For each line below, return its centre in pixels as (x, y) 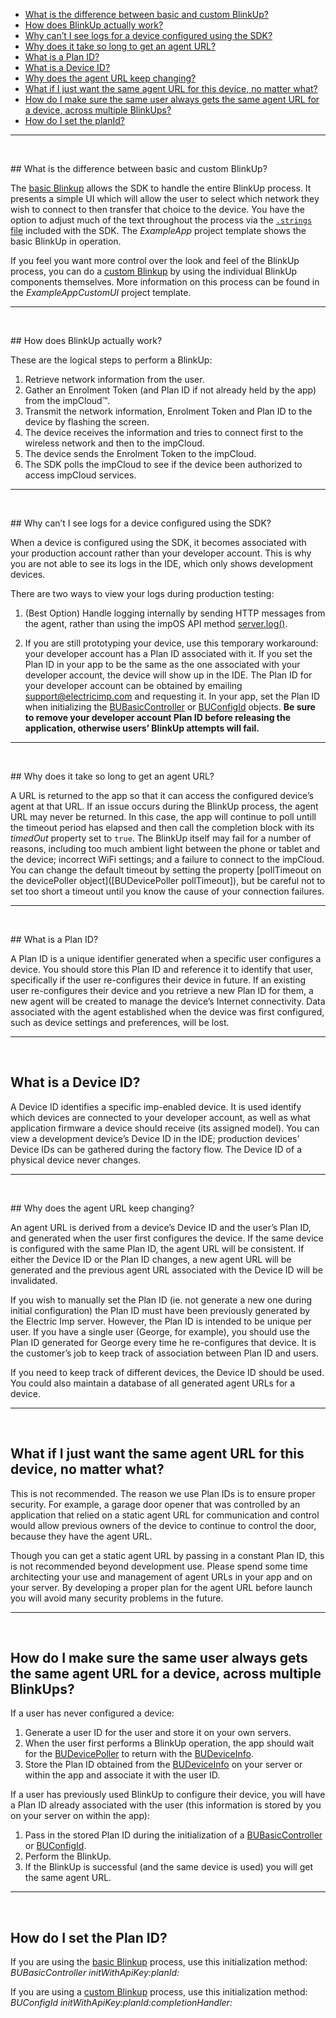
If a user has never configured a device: (92, 1713)
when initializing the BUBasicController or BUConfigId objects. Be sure (170, 707)
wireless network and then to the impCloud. (114, 443)
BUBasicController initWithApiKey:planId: (95, 1973)
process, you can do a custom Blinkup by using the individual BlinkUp (154, 271)
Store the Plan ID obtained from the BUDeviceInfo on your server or (163, 1765)
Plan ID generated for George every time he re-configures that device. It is (163, 1342)
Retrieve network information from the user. (114, 379)
